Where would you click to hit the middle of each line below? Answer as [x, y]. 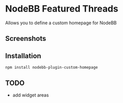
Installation [23, 56]
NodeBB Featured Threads [62, 9]
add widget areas [30, 95]
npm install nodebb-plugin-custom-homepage [52, 68]
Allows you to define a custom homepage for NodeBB [61, 23]
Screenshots [26, 39]
